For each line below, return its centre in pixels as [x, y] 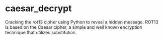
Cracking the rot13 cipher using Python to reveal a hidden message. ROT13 [82, 22]
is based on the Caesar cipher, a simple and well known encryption [74, 27]
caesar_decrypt [39, 9]
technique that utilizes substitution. [41, 32]
